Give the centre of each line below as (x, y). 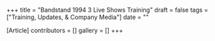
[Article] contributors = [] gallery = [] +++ (65, 30)
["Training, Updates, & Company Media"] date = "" (77, 17)
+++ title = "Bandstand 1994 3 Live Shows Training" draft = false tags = (107, 10)
